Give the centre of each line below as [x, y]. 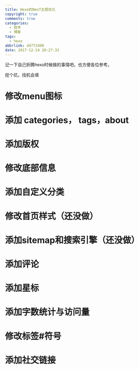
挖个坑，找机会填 [22, 75]
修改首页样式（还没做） [52, 216]
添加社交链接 [31, 360]
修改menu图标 [34, 96]
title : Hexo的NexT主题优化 [30, 9]
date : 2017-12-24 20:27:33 [32, 50]
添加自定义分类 [35, 192]
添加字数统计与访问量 [48, 312]
